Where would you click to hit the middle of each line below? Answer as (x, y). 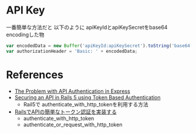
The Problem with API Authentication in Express (72, 91)
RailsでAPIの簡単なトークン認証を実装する (66, 112)
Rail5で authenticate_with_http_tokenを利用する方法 (86, 104)
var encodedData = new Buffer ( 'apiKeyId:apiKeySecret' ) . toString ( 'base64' (99, 46)
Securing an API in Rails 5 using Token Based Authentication (87, 97)
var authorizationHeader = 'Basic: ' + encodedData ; (72, 51)
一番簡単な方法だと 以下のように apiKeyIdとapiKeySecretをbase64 (87, 27)
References (35, 75)
